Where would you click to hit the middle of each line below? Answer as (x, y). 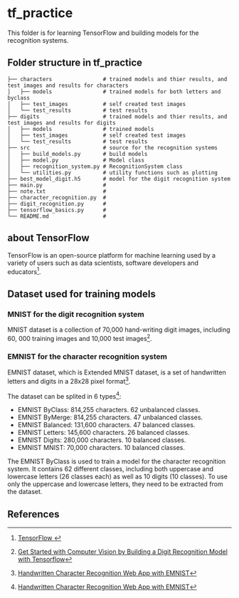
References (33, 514)
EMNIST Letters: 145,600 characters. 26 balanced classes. (103, 433)
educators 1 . (24, 271)
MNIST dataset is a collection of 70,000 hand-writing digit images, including (119, 330)
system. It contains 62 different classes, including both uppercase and (111, 469)
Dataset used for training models (82, 294)
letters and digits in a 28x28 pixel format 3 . (69, 380)
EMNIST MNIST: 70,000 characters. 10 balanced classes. (101, 448)
